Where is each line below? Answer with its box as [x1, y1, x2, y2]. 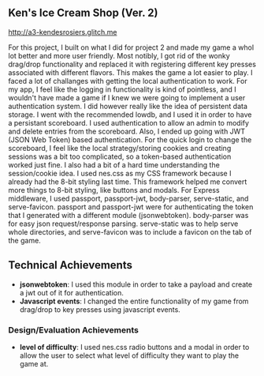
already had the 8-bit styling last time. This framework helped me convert [8, 177, 247, 186]
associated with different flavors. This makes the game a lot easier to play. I [8, 67, 253, 77]
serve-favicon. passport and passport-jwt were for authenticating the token [8, 201, 254, 212]
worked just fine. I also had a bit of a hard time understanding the [8, 160, 221, 169]
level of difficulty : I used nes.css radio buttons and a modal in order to [19, 342, 250, 352]
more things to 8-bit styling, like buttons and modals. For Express [8, 185, 220, 194]
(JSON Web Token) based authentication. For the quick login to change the [8, 134, 252, 145]
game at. [19, 359, 49, 368]
